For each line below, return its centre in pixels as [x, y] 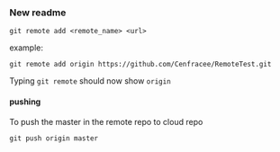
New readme [38, 13]
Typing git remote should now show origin [90, 81]
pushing [25, 102]
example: [26, 48]
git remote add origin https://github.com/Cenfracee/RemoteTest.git [140, 65]
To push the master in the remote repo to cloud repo [106, 121]
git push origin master [54, 138]
